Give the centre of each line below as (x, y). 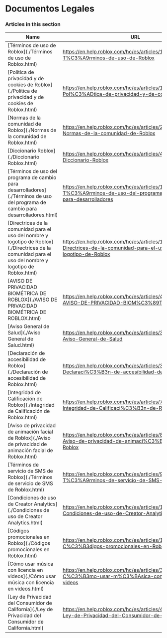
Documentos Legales (50, 9)
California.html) (26, 628)
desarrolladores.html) (33, 215)
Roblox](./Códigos (29, 543)
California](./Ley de (30, 610)
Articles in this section (33, 24)
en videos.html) (26, 589)
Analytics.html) (25, 523)
